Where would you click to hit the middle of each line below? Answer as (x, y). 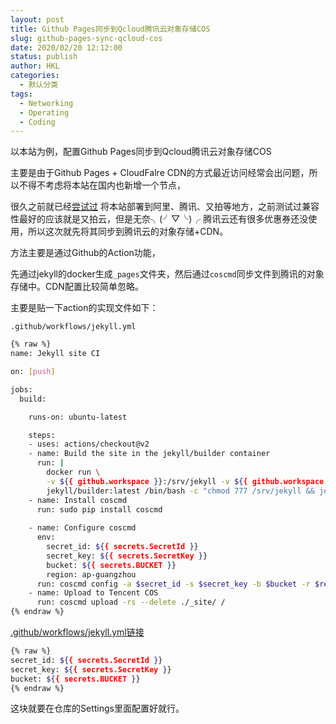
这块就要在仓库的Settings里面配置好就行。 (97, 708)
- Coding (37, 122)
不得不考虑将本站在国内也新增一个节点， (102, 185)
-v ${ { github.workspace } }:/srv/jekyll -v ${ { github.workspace (185, 481)
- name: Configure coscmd (82, 528)
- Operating (44, 112)
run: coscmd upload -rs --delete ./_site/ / (131, 602)
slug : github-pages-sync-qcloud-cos (86, 38)
